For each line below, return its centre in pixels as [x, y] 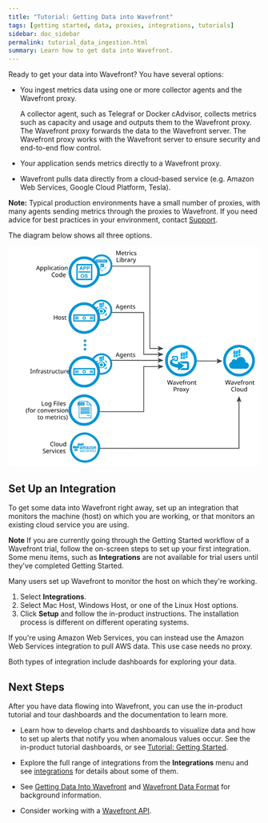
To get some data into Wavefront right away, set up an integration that [124, 508]
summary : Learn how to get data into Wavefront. [91, 51]
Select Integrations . [53, 597]
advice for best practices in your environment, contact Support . [113, 220]
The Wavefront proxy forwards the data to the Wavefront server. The [133, 131]
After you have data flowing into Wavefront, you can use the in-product [126, 706]
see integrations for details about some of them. [99, 771]
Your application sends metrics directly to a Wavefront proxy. [120, 163]
